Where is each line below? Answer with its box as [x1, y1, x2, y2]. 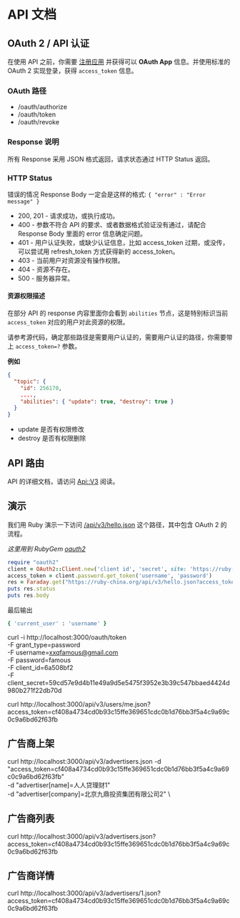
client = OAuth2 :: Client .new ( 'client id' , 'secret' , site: [7, 565, 187, 572]
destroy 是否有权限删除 [17, 434, 86, 443]
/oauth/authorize [17, 103, 68, 111]
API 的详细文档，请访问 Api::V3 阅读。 [7, 477, 119, 486]
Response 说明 [7, 137, 59, 147]
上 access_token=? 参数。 [7, 342, 81, 351]
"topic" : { [14, 378, 46, 385]
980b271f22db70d [7, 686, 62, 694]
